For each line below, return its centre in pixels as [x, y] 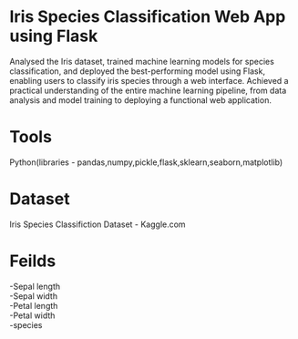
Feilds [33, 261]
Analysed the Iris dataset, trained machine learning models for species [142, 61]
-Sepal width [33, 296]
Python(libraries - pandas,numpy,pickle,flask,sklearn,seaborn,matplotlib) [146, 162]
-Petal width [32, 315]
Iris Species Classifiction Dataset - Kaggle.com [98, 224]
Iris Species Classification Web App [148, 17]
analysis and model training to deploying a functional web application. [140, 100]
